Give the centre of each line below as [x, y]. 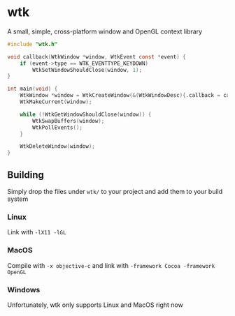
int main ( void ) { [33, 89]
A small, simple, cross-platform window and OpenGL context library [105, 31]
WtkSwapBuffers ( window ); [69, 121]
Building [26, 175]
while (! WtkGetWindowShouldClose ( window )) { [86, 114]
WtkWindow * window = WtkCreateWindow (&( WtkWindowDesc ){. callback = [120, 96]
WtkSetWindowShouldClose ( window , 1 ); [87, 70]
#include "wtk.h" [33, 44]
